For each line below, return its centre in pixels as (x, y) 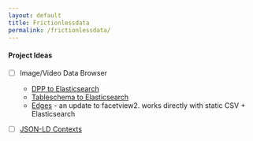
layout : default (35, 15)
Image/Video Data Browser (63, 72)
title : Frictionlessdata (49, 23)
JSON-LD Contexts (51, 129)
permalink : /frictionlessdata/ (60, 30)
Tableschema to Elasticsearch (80, 97)
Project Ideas (30, 55)
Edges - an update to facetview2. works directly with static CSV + (138, 105)
